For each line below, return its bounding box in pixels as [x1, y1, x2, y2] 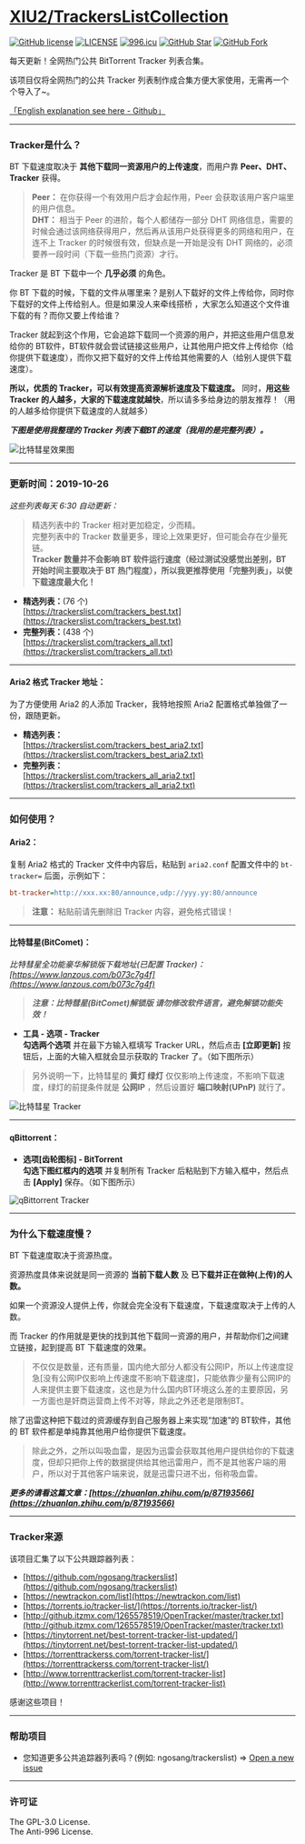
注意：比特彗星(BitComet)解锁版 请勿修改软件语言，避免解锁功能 [31, 997, 275, 1008]
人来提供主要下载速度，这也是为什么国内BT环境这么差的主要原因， [31, 1384, 281, 1395]
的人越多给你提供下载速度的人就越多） [9, 406, 152, 416]
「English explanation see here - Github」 [9, 105, 166, 115]
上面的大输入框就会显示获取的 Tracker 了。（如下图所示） [46, 1050, 259, 1061]
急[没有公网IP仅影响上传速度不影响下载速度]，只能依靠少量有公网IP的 [31, 1373, 291, 1384]
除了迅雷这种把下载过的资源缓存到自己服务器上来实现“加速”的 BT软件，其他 [9, 1415, 291, 1426]
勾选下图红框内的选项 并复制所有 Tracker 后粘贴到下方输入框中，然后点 [22, 1166, 289, 1177]
